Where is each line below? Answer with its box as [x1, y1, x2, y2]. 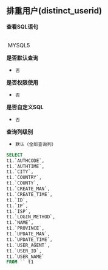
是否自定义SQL [6, 103, 44, 110]
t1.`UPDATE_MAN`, [6, 231, 50, 237]
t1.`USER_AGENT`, [6, 242, 50, 248]
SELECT [6, 152, 23, 158]
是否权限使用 [6, 78, 38, 86]
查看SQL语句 [6, 23, 38, 30]
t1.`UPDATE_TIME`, [6, 236, 53, 243]
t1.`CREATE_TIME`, [6, 191, 53, 197]
